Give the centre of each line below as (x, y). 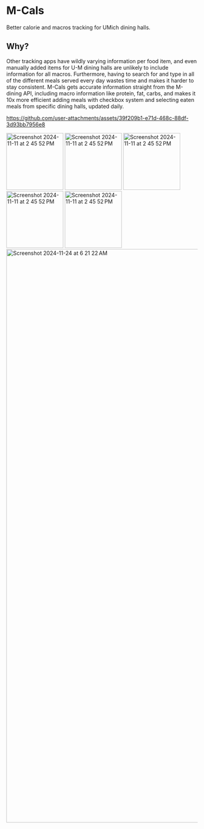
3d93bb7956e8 (26, 124)
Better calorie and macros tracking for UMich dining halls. (78, 27)
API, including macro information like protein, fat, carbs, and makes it (110, 93)
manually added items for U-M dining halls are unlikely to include (87, 67)
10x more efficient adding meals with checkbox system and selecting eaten (100, 100)
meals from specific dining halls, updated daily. (65, 106)
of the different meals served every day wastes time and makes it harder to (100, 80)
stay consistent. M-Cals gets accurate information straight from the (90, 87)
